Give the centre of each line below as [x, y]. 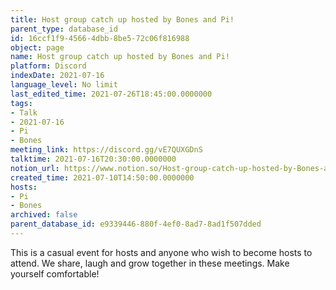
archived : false [44, 215]
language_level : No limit [64, 85]
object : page [37, 47]
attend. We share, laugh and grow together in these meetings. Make [150, 263]
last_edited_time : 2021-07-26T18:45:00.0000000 [111, 94]
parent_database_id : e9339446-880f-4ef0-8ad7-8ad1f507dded [136, 224]
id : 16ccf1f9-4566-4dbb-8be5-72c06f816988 [100, 38]
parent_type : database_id [64, 29]
